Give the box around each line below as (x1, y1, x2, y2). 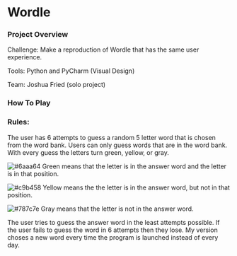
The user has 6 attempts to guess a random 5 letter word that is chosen (7, 133, 216, 141)
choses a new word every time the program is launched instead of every (7, 233, 219, 241)
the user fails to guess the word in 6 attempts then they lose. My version (7, 226, 218, 234)
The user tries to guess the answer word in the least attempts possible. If (7, 218, 220, 226)
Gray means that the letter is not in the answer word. (40, 204, 194, 213)
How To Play (7, 98, 51, 108)
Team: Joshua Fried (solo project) (7, 81, 106, 89)
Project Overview (7, 30, 69, 40)
